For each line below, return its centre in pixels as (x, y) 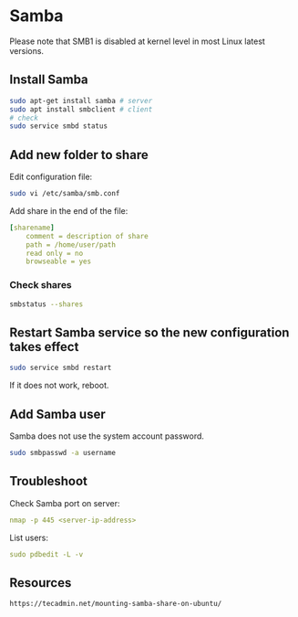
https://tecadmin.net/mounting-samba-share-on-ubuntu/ (116, 604)
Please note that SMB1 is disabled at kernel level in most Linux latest (138, 41)
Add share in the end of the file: (69, 210)
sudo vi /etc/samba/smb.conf (65, 194)
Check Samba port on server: (65, 503)
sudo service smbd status (58, 126)
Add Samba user (58, 414)
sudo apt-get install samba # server (81, 101)
